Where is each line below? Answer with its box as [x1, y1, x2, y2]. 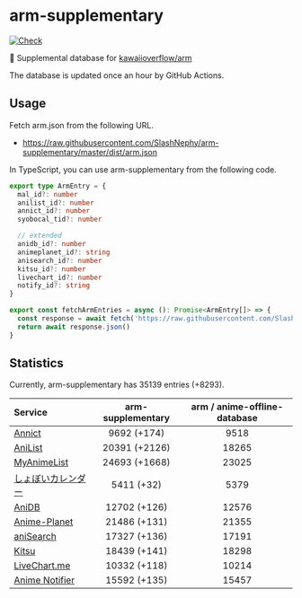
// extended [17, 231, 63, 241]
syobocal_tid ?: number [17, 215, 102, 224]
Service [13, 406, 48, 418]
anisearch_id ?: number [17, 256, 102, 265]
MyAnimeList [13, 456, 69, 469]
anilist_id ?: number [17, 198, 94, 207]
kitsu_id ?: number [17, 264, 87, 274]
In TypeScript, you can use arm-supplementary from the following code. [9, 163, 277, 175]
